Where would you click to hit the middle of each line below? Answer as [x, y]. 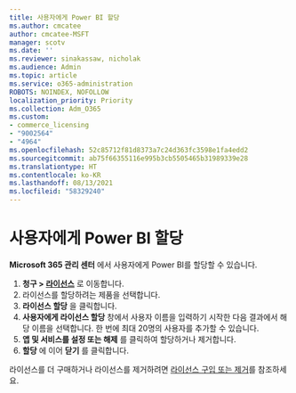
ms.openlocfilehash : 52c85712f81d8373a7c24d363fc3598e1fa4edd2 [129, 150]
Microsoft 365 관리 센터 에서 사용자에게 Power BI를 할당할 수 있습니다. [133, 265]
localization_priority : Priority [71, 100]
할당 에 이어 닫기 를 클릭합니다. [75, 350]
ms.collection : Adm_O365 [55, 109]
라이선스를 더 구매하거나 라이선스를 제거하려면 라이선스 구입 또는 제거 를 [132, 369]
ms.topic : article [43, 76]
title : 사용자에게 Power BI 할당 [64, 17]
